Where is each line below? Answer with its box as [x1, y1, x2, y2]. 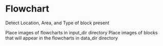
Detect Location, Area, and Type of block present [5, 20, 110, 26]
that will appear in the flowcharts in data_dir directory [5, 35, 118, 41]
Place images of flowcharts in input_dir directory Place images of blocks [5, 29, 158, 35]
